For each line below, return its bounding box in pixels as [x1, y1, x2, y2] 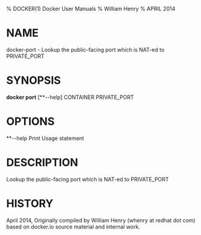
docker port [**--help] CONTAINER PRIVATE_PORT [6, 93, 135, 101]
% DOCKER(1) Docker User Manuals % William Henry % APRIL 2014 [6, 5, 176, 12]
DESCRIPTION [6, 156, 78, 169]
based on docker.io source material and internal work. [6, 223, 141, 230]
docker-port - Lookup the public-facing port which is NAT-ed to [6, 46, 165, 53]
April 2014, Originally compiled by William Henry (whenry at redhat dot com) [6, 216, 196, 224]
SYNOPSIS [6, 74, 62, 87]
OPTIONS [6, 114, 55, 128]
